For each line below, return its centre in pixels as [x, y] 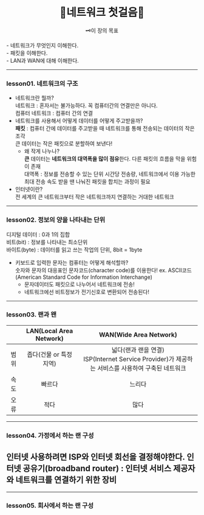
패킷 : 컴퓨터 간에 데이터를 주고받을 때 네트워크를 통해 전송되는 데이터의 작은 [105, 128]
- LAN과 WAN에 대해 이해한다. [42, 60]
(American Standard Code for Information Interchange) [84, 277]
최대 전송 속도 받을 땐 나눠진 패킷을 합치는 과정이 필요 [87, 182]
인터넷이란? [29, 189]
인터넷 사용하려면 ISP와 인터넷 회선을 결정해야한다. [96, 457]
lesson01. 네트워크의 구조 [42, 83]
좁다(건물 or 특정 [50, 354]
